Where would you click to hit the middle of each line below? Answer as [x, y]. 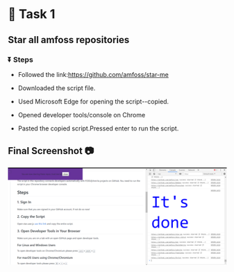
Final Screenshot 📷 [51, 151]
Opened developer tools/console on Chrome [82, 114]
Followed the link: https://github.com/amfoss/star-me [93, 74]
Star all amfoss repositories [69, 40]
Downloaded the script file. [57, 88]
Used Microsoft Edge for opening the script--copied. [93, 101]
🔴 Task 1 [32, 14]
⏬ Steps [20, 60]
